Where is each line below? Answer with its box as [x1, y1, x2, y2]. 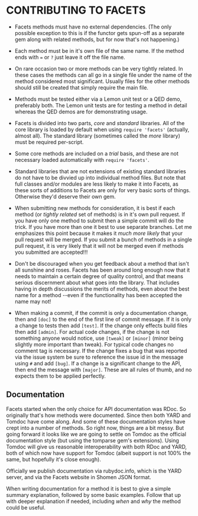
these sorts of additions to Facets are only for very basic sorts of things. [14, 186, 191, 193]
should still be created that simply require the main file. [14, 84, 149, 91]
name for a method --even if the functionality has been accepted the [14, 291, 182, 298]
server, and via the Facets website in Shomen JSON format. [6, 473, 152, 480]
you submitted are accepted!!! [14, 249, 88, 256]
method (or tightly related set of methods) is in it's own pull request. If [14, 211, 185, 218]
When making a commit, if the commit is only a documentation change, [14, 309, 188, 316]
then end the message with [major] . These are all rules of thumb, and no [14, 366, 192, 373]
